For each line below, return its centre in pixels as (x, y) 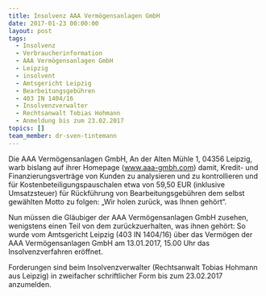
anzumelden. (30, 284)
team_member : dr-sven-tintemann (62, 135)
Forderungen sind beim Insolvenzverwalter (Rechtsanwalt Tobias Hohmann (133, 267)
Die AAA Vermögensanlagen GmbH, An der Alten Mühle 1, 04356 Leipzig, (130, 159)
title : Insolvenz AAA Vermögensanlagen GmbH (84, 16)
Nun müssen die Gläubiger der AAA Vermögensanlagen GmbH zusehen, (128, 217)
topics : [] (27, 128)
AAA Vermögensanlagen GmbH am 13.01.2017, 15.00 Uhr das (109, 243)
